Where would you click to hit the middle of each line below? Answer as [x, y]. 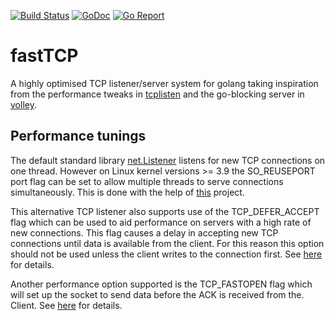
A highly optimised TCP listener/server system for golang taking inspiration [164, 83]
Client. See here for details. [66, 305]
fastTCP [44, 56]
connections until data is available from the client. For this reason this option [167, 243]
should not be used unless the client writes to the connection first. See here [166, 254]
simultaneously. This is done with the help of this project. [127, 192]
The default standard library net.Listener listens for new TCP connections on [168, 160]
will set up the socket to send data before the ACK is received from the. [157, 294]
